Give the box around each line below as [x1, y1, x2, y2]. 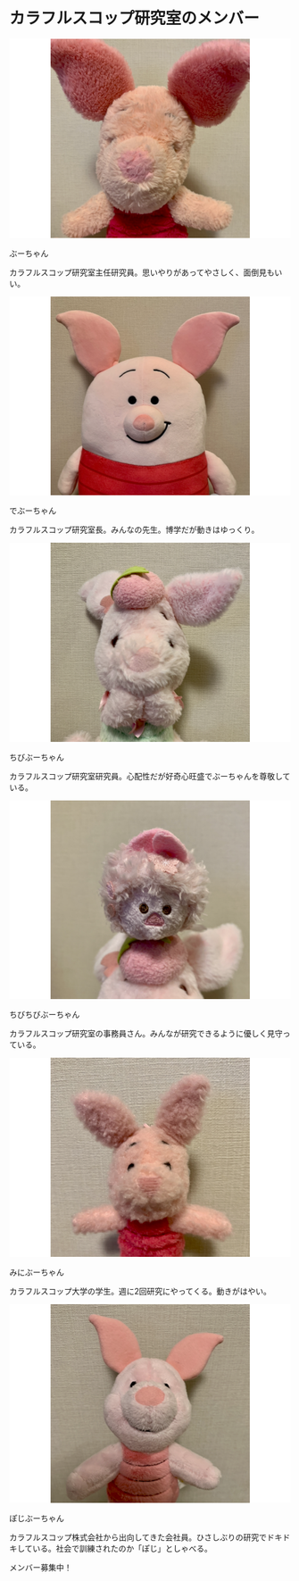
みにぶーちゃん [9, 1267, 64, 1277]
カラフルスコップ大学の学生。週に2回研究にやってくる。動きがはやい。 [9, 1286, 272, 1296]
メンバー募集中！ [9, 1562, 72, 1573]
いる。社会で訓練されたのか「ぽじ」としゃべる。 [32, 1544, 212, 1554]
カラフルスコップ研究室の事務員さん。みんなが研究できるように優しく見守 [9, 1028, 283, 1039]
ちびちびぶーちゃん [9, 1010, 80, 1020]
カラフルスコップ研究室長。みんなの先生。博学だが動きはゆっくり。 [9, 524, 260, 536]
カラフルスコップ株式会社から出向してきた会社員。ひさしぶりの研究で [9, 1532, 268, 1543]
